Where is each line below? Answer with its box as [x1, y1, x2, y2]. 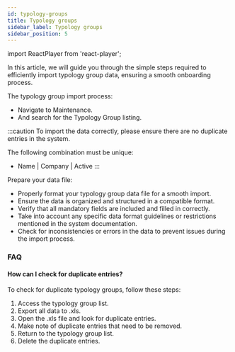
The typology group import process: [7, 92, 113, 101]
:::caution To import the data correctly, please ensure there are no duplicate [7, 127, 228, 135]
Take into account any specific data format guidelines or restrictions [17, 212, 217, 220]
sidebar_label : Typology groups [7, 23, 103, 30]
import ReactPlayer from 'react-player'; [7, 50, 122, 58]
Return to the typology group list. [17, 329, 115, 338]
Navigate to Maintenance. [17, 106, 93, 114]
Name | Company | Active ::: [17, 162, 101, 171]
